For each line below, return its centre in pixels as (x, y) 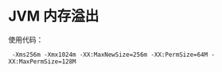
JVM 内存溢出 (54, 16)
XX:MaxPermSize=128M (43, 61)
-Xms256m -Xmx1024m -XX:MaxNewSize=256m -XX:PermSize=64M (110, 55)
